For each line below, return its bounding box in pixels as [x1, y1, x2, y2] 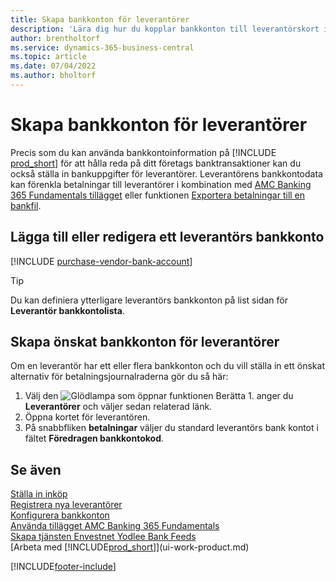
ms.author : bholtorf [10, 71, 97, 81]
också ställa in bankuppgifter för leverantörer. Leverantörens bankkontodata [10, 167, 323, 180]
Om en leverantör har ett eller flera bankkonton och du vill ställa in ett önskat [10, 360, 325, 372]
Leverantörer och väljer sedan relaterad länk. [24, 401, 213, 413]
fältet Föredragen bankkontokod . [24, 432, 164, 445]
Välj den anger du [24, 390, 294, 402]
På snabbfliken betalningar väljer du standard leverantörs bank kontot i [24, 422, 319, 434]
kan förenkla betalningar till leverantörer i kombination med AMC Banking [10, 178, 312, 190]
